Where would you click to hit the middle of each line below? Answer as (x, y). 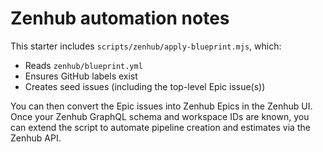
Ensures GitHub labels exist (81, 76)
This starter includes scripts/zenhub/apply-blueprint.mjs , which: (146, 46)
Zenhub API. (36, 138)
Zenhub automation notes (120, 18)
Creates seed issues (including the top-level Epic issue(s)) (145, 86)
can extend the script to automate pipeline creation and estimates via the (160, 127)
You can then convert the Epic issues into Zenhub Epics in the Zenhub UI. (161, 106)
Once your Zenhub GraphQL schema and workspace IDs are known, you (160, 116)
